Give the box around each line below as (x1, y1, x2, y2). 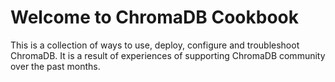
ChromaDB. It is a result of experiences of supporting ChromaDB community (10, 49, 326, 61)
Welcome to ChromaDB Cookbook (10, 6, 299, 29)
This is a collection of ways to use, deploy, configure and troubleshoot (10, 39, 300, 51)
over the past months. (10, 60, 101, 72)
